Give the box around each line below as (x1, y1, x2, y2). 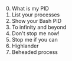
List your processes (11, 11, 60, 18)
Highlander (11, 42, 39, 49)
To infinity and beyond (11, 23, 67, 30)
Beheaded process (11, 49, 58, 55)
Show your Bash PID (11, 18, 62, 24)
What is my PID (11, 5, 49, 12)
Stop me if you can (11, 36, 58, 43)
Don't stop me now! (11, 30, 60, 37)
